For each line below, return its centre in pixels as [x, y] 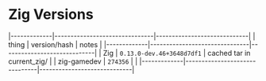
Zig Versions [51, 15]
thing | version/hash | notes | [55, 44]
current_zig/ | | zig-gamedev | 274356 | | [73, 61]
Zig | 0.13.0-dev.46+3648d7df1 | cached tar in [177, 53]
